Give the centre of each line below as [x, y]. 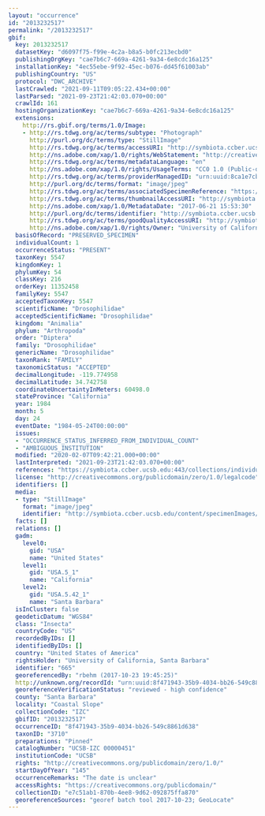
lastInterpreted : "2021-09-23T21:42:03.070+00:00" [100, 463]
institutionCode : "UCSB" [56, 756]
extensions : [35, 118]
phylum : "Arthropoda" [51, 331]
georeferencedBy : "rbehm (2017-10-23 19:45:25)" [97, 675]
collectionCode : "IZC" [52, 712]
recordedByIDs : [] [46, 639]
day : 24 [28, 419]
